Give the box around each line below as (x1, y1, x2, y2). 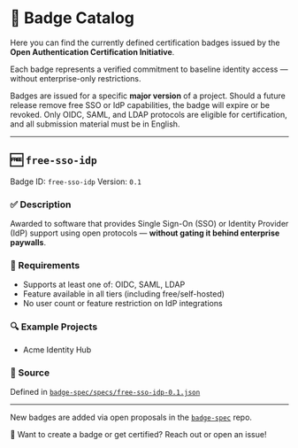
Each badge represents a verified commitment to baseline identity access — (10, 64, 288, 74)
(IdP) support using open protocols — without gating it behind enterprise (10, 228, 280, 238)
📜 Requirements (10, 259, 80, 271)
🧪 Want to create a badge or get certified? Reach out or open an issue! (10, 429, 267, 439)
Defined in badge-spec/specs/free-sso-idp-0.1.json (10, 386, 201, 397)
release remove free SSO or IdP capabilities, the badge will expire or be (10, 99, 271, 110)
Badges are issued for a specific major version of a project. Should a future (10, 90, 286, 101)
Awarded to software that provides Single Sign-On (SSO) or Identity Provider (10, 219, 289, 229)
